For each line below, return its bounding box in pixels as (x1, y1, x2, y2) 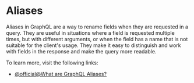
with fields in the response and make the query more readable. (6, 48, 157, 55)
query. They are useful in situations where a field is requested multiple (6, 29, 175, 36)
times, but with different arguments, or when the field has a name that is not (6, 35, 188, 42)
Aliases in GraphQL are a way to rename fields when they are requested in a (6, 23, 188, 30)
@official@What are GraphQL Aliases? (14, 70, 107, 77)
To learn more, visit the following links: (6, 59, 98, 66)
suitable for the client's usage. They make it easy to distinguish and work (6, 42, 182, 49)
